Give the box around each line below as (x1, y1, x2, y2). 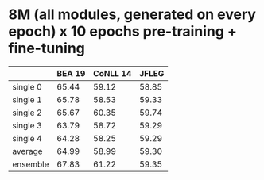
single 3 (12, 120, 42, 131)
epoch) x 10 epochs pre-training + (8, 22, 237, 40)
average (12, 145, 43, 156)
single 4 (12, 132, 42, 144)
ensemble (12, 159, 49, 170)
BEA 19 (56, 67, 86, 79)
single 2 (12, 107, 42, 118)
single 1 (12, 94, 42, 105)
